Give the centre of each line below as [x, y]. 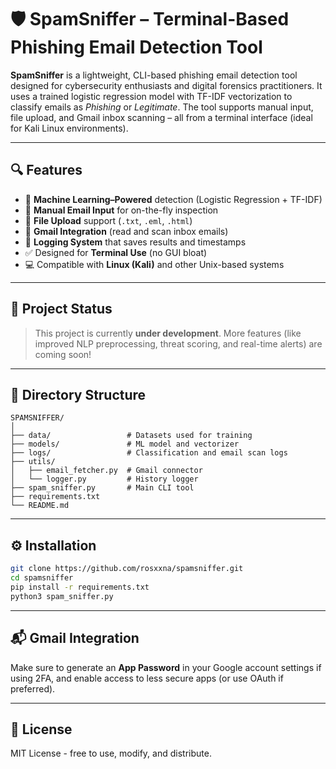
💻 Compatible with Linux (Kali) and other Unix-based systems [154, 264]
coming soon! [63, 354]
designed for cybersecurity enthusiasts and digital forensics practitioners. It [166, 85]
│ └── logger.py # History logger [104, 479]
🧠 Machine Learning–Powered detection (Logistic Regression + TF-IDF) [173, 199]
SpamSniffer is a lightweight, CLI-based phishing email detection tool [154, 75]
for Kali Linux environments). [69, 128]
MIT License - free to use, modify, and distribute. [111, 753]
